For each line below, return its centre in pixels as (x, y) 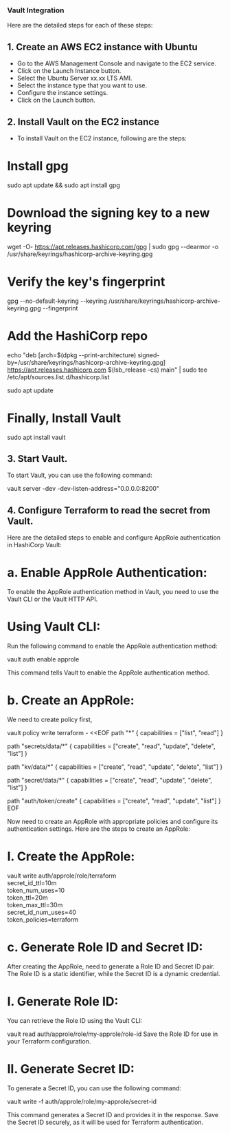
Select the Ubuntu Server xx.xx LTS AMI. (74, 78)
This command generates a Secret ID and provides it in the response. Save (113, 1114)
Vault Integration (36, 10)
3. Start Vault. (37, 459)
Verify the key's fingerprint (86, 282)
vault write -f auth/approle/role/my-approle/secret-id (82, 1101)
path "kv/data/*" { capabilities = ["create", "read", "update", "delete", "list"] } (115, 767)
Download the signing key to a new (109, 213)
